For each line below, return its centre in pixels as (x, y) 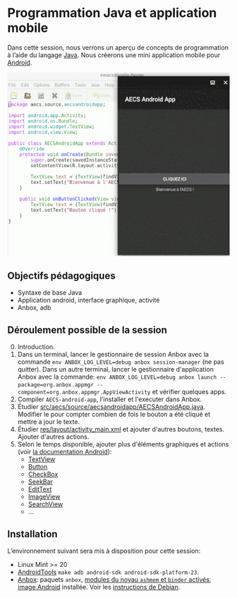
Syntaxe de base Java (50, 293)
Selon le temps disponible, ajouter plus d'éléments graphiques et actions (123, 444)
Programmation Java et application (112, 13)
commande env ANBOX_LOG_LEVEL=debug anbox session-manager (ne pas (121, 362)
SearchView (45, 504)
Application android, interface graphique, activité (89, 300)
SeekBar (40, 482)
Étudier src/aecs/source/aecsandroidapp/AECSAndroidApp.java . (111, 407)
